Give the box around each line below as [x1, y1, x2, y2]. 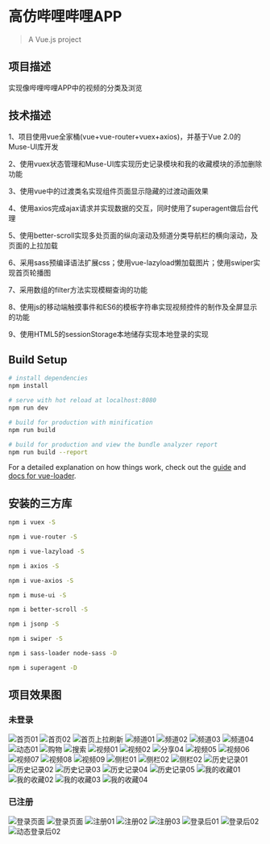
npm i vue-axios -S [8, 576, 74, 584]
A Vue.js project [27, 34, 82, 44]
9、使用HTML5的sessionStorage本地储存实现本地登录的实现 [8, 329, 210, 339]
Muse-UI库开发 [8, 142, 59, 152]
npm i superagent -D [8, 663, 78, 671]
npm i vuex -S [8, 518, 56, 526]
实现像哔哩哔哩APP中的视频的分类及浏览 [8, 82, 143, 93]
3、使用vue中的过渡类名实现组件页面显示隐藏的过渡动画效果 [8, 186, 209, 196]
